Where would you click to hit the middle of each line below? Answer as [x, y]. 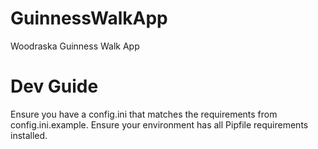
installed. [29, 135]
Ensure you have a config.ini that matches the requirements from [144, 114]
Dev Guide [54, 86]
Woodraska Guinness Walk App [75, 46]
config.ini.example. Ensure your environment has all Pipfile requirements [159, 124]
